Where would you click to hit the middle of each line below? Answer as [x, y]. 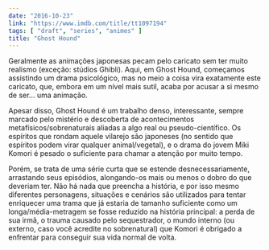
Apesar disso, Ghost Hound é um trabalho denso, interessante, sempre [126, 111]
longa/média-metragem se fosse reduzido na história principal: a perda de [132, 212]
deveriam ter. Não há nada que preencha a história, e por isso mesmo [124, 186]
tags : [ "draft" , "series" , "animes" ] [75, 31]
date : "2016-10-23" [41, 16]
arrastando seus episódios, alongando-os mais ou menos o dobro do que [130, 178]
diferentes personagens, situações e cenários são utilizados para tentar [127, 195]
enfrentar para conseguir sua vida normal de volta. [93, 237]
